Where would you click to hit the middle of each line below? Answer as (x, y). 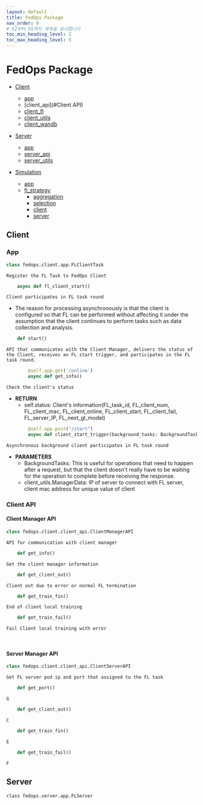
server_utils (38, 160)
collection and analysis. (44, 328)
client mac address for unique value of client (79, 489)
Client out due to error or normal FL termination (71, 585)
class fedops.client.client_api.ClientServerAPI (69, 666)
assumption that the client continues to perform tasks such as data (98, 321)
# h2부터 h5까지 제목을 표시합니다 (43, 29)
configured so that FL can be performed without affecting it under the (101, 315)
